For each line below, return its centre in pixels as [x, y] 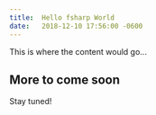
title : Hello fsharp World [62, 18]
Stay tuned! [31, 102]
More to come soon [64, 80]
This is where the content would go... [78, 51]
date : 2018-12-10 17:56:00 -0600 [76, 26]
